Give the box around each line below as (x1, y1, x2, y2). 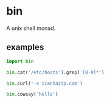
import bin (6, 58, 34, 65)
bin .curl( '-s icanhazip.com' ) (6, 80, 83, 87)
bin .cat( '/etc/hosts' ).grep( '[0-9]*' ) (6, 69, 105, 76)
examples (6, 42, 44, 52)
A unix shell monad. (6, 24, 56, 32)
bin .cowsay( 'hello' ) (6, 91, 59, 98)
